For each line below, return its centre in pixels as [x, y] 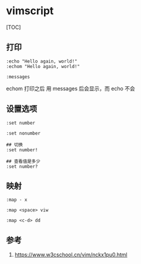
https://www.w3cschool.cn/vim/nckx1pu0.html [71, 255]
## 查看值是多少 [23, 161]
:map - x [17, 200]
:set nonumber [23, 133]
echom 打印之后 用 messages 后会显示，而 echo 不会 [70, 88]
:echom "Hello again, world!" [43, 66]
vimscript [30, 11]
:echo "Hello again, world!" [42, 61]
